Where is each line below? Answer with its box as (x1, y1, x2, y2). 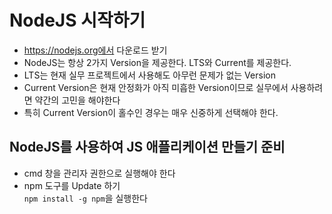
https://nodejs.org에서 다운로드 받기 (23, 44, 168, 56)
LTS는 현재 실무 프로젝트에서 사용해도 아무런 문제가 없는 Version (23, 69, 276, 81)
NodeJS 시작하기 (9, 9, 146, 32)
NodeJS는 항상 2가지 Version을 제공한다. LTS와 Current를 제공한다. (23, 56, 292, 68)
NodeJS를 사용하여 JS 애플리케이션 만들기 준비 (9, 139, 286, 156)
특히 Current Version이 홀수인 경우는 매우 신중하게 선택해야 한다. (23, 106, 279, 118)
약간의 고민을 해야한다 (34, 94, 121, 106)
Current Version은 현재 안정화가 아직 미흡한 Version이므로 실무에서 (23, 81, 289, 93)
